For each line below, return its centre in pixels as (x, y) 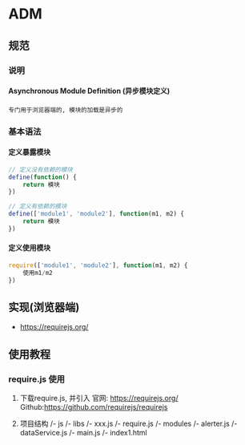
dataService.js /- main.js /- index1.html (83, 433)
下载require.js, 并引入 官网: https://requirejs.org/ (99, 398)
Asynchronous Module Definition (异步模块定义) (89, 91)
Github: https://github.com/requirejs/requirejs (94, 407)
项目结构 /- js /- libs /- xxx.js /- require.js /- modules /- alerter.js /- (129, 424)
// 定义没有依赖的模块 (41, 169)
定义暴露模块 (29, 152)
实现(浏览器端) (44, 307)
